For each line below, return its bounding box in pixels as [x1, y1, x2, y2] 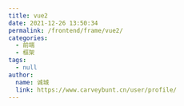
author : [8, 71, 34, 79]
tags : [8, 57, 26, 65]
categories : [8, 33, 48, 42]
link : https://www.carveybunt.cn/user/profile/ [15, 85, 178, 94]
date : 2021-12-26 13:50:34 [8, 19, 98, 27]
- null [15, 64, 38, 72]
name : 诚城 [15, 78, 50, 86]
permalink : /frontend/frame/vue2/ [8, 26, 124, 34]
